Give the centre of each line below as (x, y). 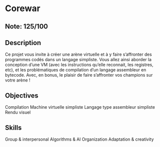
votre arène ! (18, 80)
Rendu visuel (18, 113)
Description (23, 42)
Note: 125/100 (27, 26)
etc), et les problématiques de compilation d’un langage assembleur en (76, 70)
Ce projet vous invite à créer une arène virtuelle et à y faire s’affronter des (79, 54)
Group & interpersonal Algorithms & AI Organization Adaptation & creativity (80, 139)
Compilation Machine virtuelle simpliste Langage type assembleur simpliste (80, 107)
